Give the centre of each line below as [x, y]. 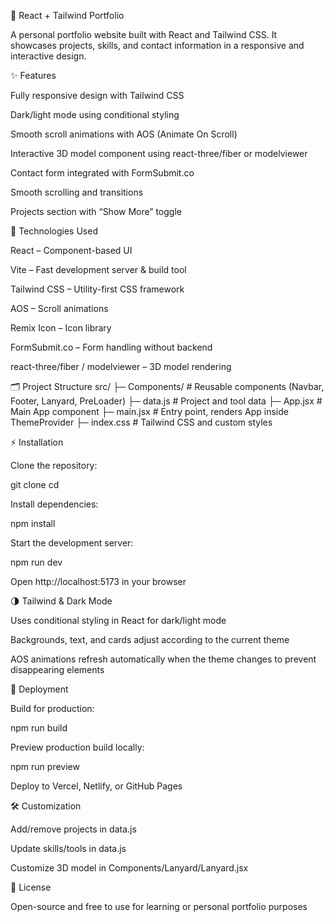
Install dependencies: [54, 504]
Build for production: [52, 708]
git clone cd [35, 484]
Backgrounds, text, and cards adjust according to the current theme [150, 639]
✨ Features [33, 75]
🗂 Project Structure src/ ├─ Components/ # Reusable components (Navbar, [167, 386]
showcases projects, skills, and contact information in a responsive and [157, 45]
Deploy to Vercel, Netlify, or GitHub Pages [96, 786]
